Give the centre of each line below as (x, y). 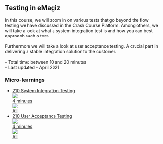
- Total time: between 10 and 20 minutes (46, 62)
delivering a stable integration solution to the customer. (61, 51)
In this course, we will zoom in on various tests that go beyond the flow (77, 20)
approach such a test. (27, 36)
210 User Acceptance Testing (42, 116)
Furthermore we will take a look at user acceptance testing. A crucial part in (81, 46)
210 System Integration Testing (43, 91)
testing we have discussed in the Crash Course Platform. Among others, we (81, 25)
